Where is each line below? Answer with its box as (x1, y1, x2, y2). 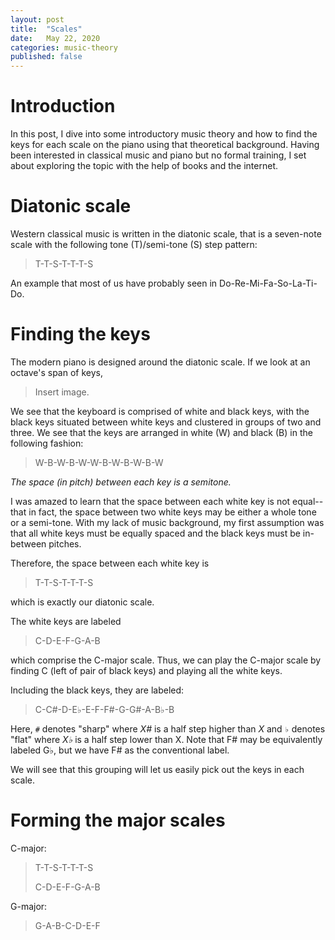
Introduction (10, 95, 116, 118)
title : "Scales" (10, 24, 83, 34)
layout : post (10, 14, 65, 25)
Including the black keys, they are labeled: (10, 684, 185, 696)
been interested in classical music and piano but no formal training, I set (10, 149, 307, 161)
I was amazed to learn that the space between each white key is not (10, 495, 291, 507)
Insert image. (34, 386, 90, 398)
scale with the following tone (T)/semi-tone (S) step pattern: (10, 239, 258, 250)
